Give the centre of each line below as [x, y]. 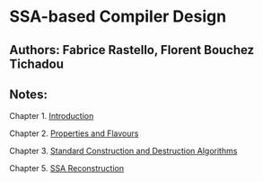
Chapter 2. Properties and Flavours [74, 133]
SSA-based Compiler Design [118, 17]
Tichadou [37, 64]
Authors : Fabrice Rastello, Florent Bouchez [132, 50]
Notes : [28, 94]
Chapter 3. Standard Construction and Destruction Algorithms [123, 151]
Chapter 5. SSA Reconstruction [67, 168]
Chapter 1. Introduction [52, 116]
